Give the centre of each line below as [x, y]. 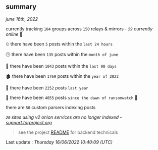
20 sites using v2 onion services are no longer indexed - [64, 117]
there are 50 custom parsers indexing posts [51, 107]
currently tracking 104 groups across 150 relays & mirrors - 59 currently [79, 29]
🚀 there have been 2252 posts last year [47, 88]
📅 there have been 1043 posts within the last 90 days [61, 66]
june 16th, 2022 [22, 19]
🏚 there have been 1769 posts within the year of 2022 [62, 76]
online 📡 [14, 34]
